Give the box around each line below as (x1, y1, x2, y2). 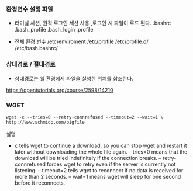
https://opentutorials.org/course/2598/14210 (6, 86, 113, 93)
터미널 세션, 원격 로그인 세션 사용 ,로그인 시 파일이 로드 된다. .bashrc (14, 19, 171, 27)
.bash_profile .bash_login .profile (14, 26, 94, 33)
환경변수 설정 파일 (6, 5, 54, 13)
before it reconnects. (14, 179, 66, 186)
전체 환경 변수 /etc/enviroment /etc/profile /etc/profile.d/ (14, 38, 149, 45)
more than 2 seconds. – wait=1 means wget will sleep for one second (14, 173, 181, 180)
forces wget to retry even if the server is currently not (46, 161, 176, 168)
